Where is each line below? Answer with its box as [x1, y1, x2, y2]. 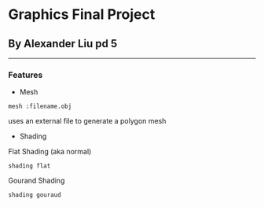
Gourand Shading [8, 176, 65, 186]
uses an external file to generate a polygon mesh [8, 116, 167, 126]
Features [8, 69, 43, 80]
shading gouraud [8, 191, 61, 199]
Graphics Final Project [8, 6, 156, 24]
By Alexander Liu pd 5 [8, 37, 118, 50]
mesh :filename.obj [8, 102, 72, 111]
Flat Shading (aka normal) [8, 147, 92, 157]
